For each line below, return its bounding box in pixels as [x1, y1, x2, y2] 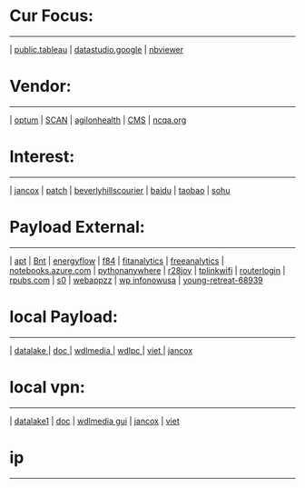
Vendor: [9, 76, 72, 96]
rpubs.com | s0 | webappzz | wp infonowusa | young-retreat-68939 [9, 274, 263, 285]
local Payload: [9, 306, 118, 327]
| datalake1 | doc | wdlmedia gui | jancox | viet [9, 415, 180, 426]
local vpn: [9, 376, 86, 397]
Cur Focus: [9, 5, 93, 26]
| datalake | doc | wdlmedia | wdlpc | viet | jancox [9, 344, 193, 355]
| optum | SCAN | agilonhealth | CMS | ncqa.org [9, 115, 187, 125]
